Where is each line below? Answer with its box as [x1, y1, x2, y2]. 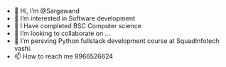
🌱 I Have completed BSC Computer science [14, 22, 142, 30]
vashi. [14, 44, 32, 52]
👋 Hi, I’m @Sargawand [14, 7, 80, 15]
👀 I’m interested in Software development [14, 14, 135, 23]
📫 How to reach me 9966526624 [14, 52, 114, 60]
